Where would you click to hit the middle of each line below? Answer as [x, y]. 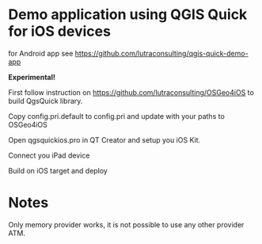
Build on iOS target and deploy [58, 170]
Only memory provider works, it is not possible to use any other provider [126, 224]
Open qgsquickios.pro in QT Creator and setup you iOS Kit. [104, 139]
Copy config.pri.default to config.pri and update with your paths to [117, 116]
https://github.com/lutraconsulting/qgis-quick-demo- [161, 53]
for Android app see [41, 53]
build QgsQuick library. [46, 101]
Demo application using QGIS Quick [128, 15]
